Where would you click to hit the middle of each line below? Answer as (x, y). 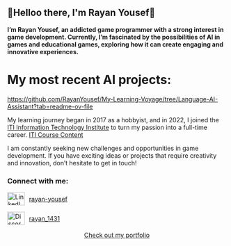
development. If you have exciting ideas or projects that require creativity (112, 155)
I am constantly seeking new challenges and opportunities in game (103, 148)
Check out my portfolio (117, 235)
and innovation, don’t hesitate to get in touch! (72, 163)
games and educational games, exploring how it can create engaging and (115, 44)
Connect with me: (38, 181)
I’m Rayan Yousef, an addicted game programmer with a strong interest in (115, 29)
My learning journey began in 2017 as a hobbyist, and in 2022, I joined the (113, 120)
